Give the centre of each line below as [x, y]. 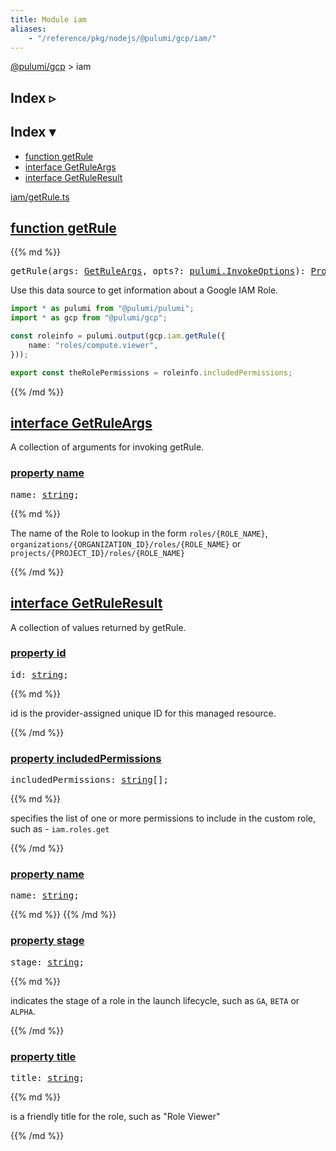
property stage [47, 941]
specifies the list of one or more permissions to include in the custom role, [163, 818]
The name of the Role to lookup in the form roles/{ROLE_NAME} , [139, 533]
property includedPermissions [86, 758]
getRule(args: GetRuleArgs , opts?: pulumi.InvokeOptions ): [158, 271]
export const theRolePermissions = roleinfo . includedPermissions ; [151, 372]
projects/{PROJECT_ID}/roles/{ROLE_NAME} [98, 553]
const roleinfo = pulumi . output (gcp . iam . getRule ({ [118, 336]
